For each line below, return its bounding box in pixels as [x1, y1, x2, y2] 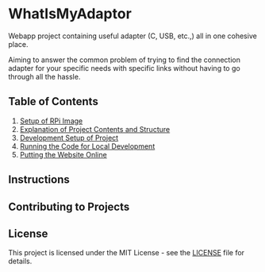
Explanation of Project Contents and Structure [19, 124, 171, 134]
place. [8, 39, 29, 49]
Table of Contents [8, 95, 99, 108]
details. [8, 256, 33, 266]
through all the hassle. [8, 72, 81, 81]
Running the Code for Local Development [19, 141, 156, 151]
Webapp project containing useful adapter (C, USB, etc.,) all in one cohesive [8, 31, 258, 41]
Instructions [8, 173, 70, 187]
